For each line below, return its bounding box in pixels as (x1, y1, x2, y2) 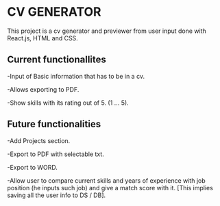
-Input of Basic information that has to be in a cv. (7, 72, 145, 80)
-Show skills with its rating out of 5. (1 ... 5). (7, 99, 129, 107)
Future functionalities (7, 118, 101, 130)
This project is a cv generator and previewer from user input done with (7, 27, 207, 35)
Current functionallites (7, 54, 106, 66)
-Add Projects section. (7, 136, 71, 144)
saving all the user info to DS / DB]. (7, 191, 106, 199)
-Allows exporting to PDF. (7, 85, 80, 93)
